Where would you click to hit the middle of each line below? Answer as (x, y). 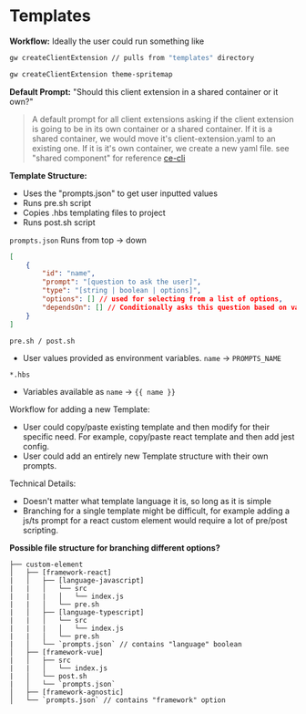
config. (36, 446)
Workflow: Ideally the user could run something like (107, 41)
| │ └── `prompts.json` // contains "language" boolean (126, 644)
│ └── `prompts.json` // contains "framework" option (117, 700)
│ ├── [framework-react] (61, 572)
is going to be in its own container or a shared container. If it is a (152, 129)
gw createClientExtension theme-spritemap (91, 74)
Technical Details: (43, 483)
